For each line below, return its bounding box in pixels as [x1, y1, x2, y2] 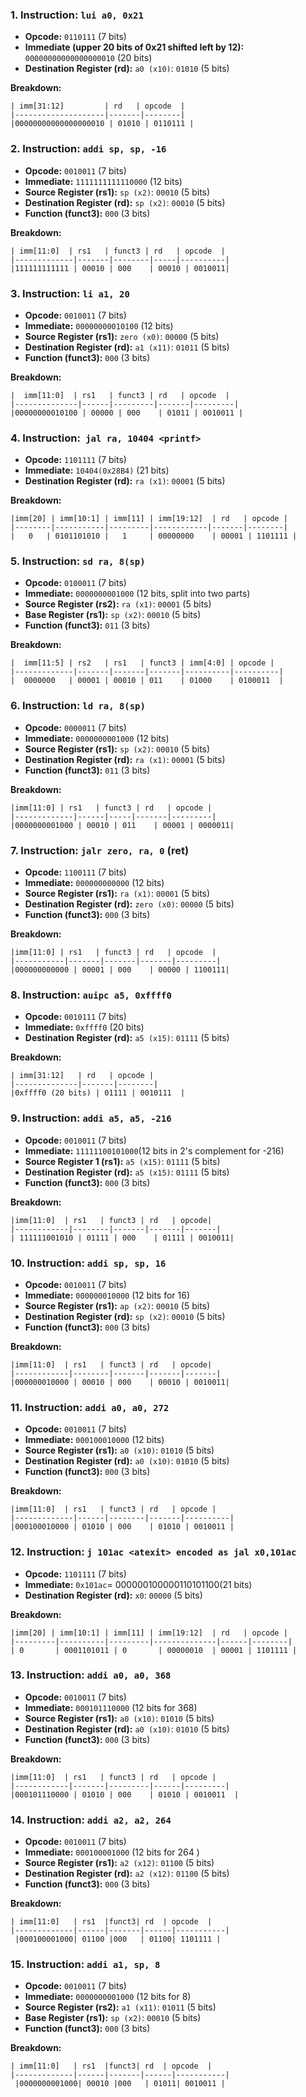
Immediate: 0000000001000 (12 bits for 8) [24, 1991, 192, 2003]
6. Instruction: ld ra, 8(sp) [10, 699, 146, 713]
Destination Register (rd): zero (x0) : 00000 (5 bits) [24, 898, 235, 910]
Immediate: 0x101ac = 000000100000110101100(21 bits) [24, 1578, 253, 1590]
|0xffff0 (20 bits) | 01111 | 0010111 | [10, 1088, 186, 1098]
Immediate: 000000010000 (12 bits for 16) [24, 1289, 191, 1301]
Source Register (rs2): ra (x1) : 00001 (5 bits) [24, 598, 212, 610]
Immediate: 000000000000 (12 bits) [24, 877, 165, 889]
